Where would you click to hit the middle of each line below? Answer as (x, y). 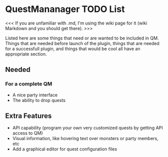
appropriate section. (26, 54)
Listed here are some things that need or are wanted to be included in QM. (82, 38)
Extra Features (29, 116)
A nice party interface (35, 95)
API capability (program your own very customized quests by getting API (88, 128)
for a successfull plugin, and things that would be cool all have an (73, 48)
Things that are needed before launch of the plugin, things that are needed (82, 43)
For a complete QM (29, 84)
